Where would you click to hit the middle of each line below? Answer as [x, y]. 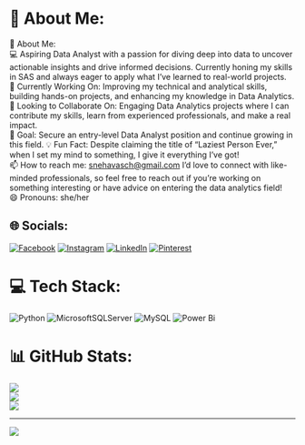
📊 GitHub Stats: [71, 356]
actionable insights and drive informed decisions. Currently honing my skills [151, 66]
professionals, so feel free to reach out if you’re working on [150, 177]
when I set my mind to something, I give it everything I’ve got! [124, 155]
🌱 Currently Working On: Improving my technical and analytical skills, [138, 86]
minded [24, 177]
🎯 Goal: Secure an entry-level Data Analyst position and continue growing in [151, 135]
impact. [24, 125]
